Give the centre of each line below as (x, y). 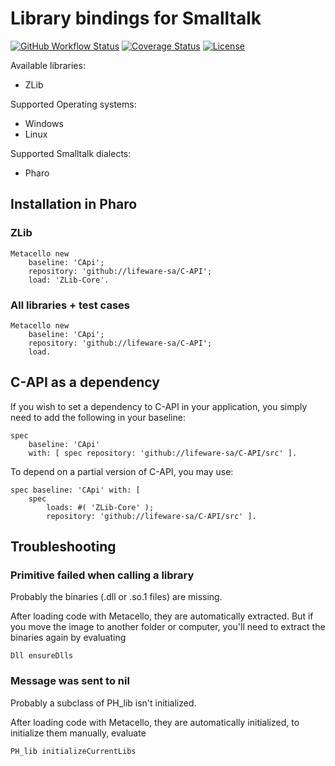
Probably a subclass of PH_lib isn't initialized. (103, 703)
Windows (44, 123)
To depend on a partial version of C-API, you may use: (122, 471)
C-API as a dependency (85, 382)
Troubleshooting (63, 547)
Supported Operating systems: (73, 104)
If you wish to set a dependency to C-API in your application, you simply (159, 406)
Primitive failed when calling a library (102, 575)
